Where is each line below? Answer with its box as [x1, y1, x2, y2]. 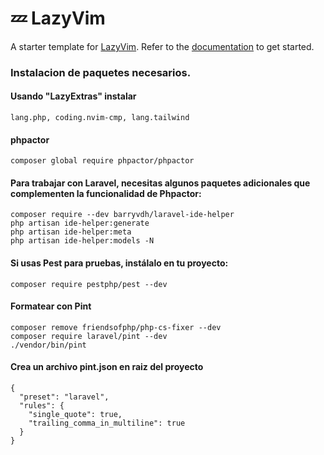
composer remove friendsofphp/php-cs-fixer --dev [10, 322, 222, 332]
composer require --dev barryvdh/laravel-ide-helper [10, 210, 235, 220]
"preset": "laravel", [19, 392, 110, 402]
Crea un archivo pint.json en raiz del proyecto [10, 361, 204, 373]
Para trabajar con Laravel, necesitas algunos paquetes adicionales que [10, 177, 311, 189]
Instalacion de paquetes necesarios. [10, 65, 192, 79]
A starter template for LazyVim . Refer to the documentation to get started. [10, 40, 315, 52]
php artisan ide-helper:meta [10, 227, 132, 237]
